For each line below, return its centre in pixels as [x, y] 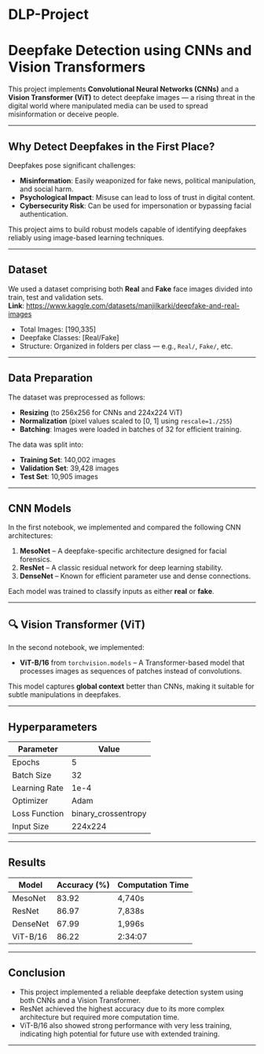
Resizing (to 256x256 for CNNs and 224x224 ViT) [101, 412]
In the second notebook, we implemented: [76, 648]
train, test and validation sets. [56, 297]
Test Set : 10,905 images [59, 476]
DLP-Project [48, 15]
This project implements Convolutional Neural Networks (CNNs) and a [124, 89]
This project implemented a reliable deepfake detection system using [131, 992]
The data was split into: [46, 444]
